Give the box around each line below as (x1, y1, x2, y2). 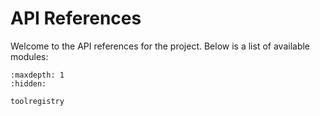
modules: (10, 50, 49, 62)
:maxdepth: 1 (10, 70, 65, 80)
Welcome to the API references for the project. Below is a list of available (10, 40, 311, 52)
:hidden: (10, 78, 47, 89)
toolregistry (10, 96, 65, 106)
